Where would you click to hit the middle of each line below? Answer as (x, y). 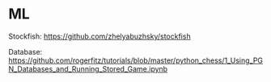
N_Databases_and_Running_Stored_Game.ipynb (88, 68)
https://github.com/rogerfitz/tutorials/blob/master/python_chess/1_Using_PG (136, 60)
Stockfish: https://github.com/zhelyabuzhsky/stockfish (100, 36)
